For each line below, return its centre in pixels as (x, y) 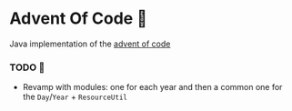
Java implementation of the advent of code (90, 44)
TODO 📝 (27, 67)
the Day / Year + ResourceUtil (75, 97)
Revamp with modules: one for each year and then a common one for (152, 87)
